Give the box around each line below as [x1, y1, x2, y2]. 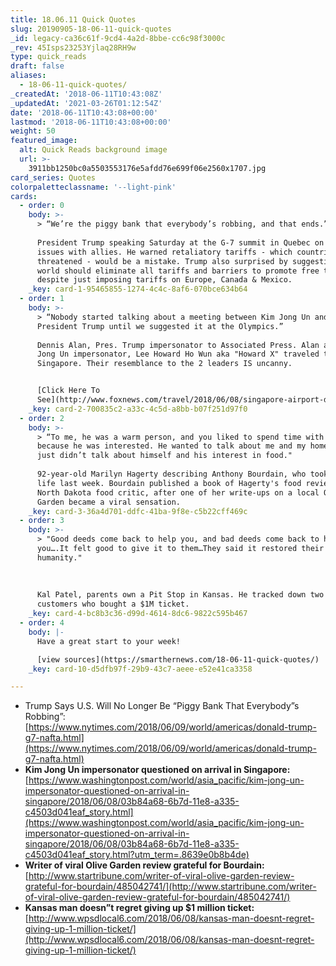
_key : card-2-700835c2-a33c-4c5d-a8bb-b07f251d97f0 [28, 404, 248, 414]
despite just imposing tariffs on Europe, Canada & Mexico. [36, 275, 293, 285]
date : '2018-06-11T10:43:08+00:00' [10, 107, 159, 118]
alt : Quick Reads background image [19, 145, 168, 155]
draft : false [10, 61, 65, 71]
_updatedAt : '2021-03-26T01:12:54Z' [10, 98, 163, 108]
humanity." [36, 552, 83, 563]
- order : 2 [19, 413, 65, 423]
